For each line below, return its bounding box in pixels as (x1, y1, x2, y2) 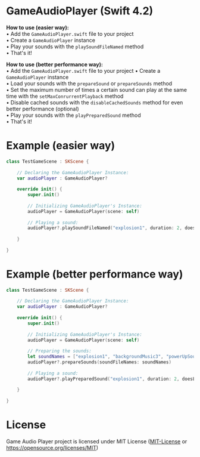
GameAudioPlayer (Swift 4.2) (6, 4, 154, 18)
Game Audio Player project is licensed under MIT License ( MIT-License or (6, 438, 187, 445)
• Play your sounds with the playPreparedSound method (6, 112, 141, 119)
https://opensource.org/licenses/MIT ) (6, 444, 99, 451)
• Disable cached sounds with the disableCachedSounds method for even (6, 98, 183, 106)
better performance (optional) (6, 105, 79, 112)
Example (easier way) (6, 139, 115, 153)
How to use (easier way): (6, 24, 70, 31)
